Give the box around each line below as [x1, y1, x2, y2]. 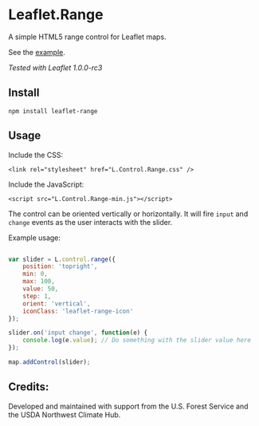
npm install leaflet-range [8, 107, 98, 115]
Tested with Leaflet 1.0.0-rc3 [8, 62, 103, 73]
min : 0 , [22, 270, 48, 278]
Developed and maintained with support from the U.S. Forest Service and [8, 401, 249, 411]
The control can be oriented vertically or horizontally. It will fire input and [8, 209, 249, 219]
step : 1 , [22, 292, 52, 300]
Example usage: [8, 233, 61, 243]
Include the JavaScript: [8, 179, 84, 189]
